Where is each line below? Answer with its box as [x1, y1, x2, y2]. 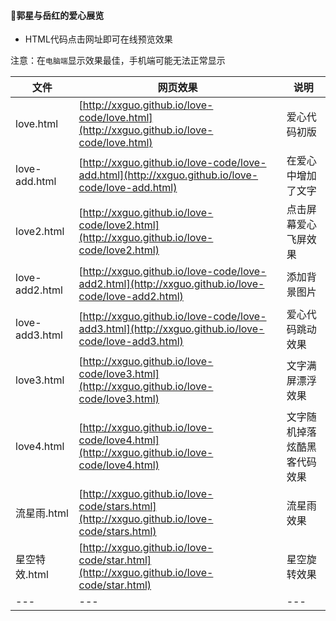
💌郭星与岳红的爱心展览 [10, 9, 105, 21]
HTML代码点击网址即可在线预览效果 [24, 33, 173, 45]
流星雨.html [15, 506, 69, 520]
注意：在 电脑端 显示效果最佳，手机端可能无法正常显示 [10, 55, 226, 67]
